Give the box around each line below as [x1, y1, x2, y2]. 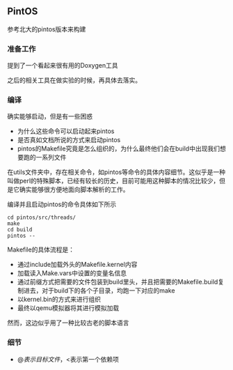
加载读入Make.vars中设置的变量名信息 [17, 269, 127, 277]
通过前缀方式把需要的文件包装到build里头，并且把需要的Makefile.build [17, 278, 218, 286]
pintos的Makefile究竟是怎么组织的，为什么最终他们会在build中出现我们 [17, 144, 220, 153]
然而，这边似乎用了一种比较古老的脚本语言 [7, 318, 129, 327]
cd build [7, 226, 33, 233]
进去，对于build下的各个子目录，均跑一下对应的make [23, 286, 175, 295]
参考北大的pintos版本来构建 [7, 24, 86, 33]
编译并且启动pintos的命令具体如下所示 [7, 200, 117, 208]
